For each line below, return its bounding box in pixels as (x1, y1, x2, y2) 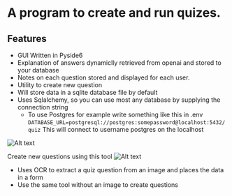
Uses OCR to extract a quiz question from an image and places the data (17, 166, 224, 174)
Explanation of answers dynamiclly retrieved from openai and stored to (17, 59, 222, 67)
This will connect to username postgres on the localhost (42, 126, 204, 133)
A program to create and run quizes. (7, 5, 222, 21)
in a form (17, 173, 44, 181)
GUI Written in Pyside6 (17, 51, 83, 59)
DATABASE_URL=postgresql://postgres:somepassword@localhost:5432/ (27, 119, 226, 126)
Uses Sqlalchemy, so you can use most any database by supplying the (17, 96, 221, 104)
